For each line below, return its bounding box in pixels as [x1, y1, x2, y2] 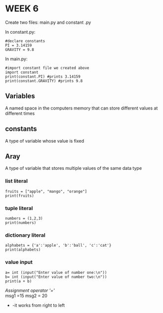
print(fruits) [5, 193, 35, 198]
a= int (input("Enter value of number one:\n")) [5, 270, 107, 275]
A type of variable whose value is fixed [5, 138, 84, 144]
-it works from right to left [12, 302, 65, 308]
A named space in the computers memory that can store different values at [5, 105, 158, 111]
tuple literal [5, 205, 33, 211]
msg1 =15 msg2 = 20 [5, 293, 48, 299]
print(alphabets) [5, 247, 41, 253]
